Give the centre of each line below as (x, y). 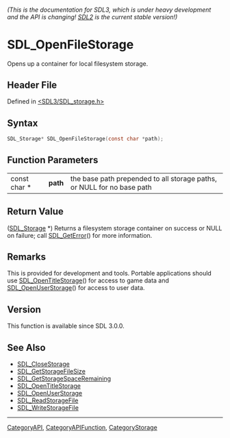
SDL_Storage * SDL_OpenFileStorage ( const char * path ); (86, 139)
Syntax (23, 123)
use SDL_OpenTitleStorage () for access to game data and (88, 280)
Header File (32, 85)
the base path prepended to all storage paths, (144, 178)
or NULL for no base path (111, 187)
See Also (26, 347)
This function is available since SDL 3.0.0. (66, 326)
